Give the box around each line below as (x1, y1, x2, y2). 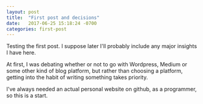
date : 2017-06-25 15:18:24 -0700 (6, 20, 97, 26)
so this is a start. (6, 92, 48, 99)
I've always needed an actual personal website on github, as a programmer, (6, 86, 197, 93)
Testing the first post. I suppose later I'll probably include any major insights (6, 43, 197, 50)
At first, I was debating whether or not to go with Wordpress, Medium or (6, 61, 188, 68)
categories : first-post (6, 26, 67, 32)
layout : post (6, 9, 40, 15)
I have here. (6, 49, 36, 57)
